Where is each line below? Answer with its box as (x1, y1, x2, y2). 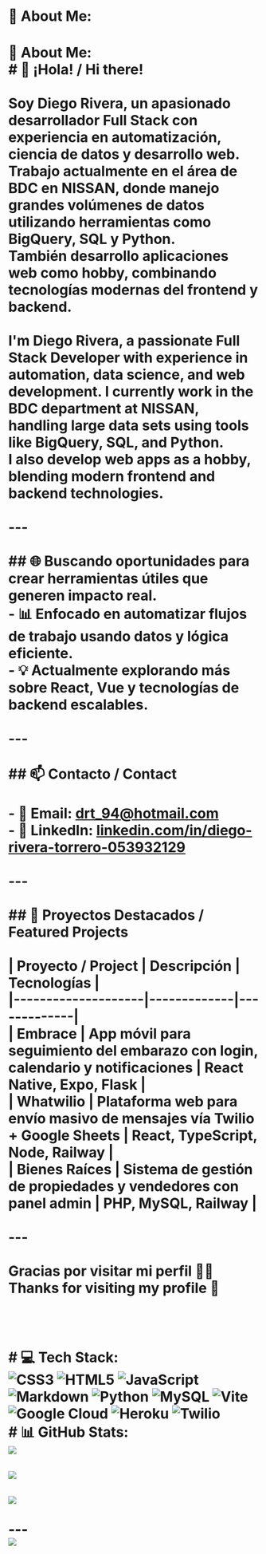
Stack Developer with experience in (8, 349, 248, 367)
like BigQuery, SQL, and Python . (8, 434, 225, 452)
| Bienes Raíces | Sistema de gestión (8, 1161, 253, 1179)
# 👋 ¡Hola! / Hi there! (8, 61, 144, 79)
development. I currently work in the (8, 383, 254, 401)
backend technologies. (8, 484, 164, 503)
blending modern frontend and (8, 467, 216, 486)
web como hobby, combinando (8, 264, 217, 282)
